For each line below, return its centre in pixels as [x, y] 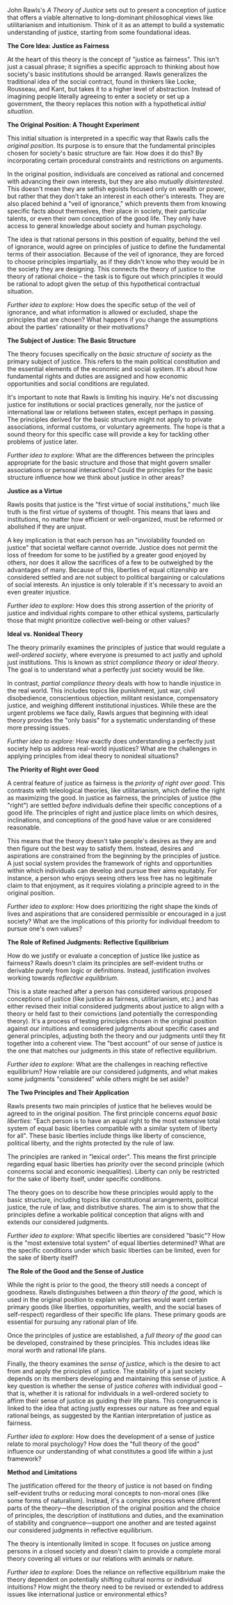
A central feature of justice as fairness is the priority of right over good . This [116, 783]
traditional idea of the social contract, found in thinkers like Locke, [102, 82]
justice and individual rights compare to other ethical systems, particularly [113, 613]
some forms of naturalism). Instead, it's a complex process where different [114, 1500]
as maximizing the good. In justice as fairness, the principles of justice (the [114, 798]
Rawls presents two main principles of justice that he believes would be [110, 1106]
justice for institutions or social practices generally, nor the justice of [105, 405]
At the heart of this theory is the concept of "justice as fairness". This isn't [113, 59]
